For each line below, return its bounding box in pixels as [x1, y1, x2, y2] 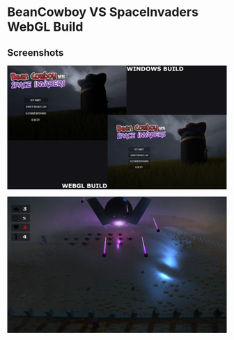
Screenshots [7, 47, 64, 59]
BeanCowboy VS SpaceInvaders [7, 4, 198, 20]
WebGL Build [7, 19, 84, 35]
